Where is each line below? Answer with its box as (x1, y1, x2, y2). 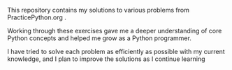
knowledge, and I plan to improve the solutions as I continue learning (7, 55, 205, 63)
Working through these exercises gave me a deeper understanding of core (7, 27, 222, 35)
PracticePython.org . (7, 13, 66, 21)
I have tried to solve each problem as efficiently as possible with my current (7, 48, 225, 55)
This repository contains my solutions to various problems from (7, 6, 190, 14)
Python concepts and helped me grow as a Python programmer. (7, 34, 192, 42)
